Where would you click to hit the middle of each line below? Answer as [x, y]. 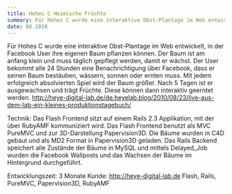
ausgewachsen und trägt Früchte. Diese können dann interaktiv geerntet [110, 90]
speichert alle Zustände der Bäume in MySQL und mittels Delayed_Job [107, 148]
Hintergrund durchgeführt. [45, 163]
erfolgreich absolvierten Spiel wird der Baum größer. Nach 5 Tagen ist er [110, 83]
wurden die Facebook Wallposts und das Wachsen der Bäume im [99, 155]
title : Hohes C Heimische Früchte [57, 14]
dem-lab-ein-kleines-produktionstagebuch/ [69, 105]
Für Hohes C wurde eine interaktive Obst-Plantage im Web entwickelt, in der [116, 46]
